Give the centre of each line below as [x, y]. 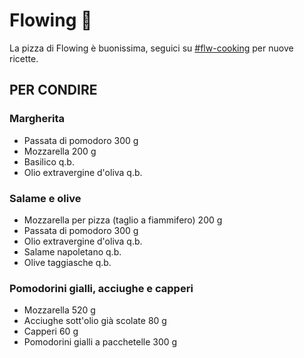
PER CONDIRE [53, 90]
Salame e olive [45, 198]
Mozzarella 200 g [60, 151]
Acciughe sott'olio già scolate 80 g [95, 321]
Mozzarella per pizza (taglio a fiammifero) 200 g [123, 220]
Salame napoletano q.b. [72, 251]
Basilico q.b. [49, 161]
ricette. [24, 58]
